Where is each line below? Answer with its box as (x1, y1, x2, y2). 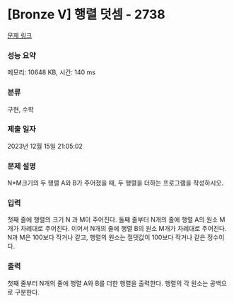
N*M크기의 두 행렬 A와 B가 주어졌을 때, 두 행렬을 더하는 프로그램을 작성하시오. (7, 178, 224, 188)
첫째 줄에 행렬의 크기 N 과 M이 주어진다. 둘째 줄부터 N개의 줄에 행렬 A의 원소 (7, 215, 218, 224)
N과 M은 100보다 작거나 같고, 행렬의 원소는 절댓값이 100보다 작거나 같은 (7, 233, 206, 241)
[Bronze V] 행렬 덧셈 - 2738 (7, 6, 166, 23)
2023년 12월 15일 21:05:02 (7, 142, 83, 150)
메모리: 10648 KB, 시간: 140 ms (7, 68, 95, 76)
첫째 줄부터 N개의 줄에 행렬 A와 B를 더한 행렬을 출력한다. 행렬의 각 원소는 (7, 279, 209, 287)
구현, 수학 (7, 105, 34, 113)
